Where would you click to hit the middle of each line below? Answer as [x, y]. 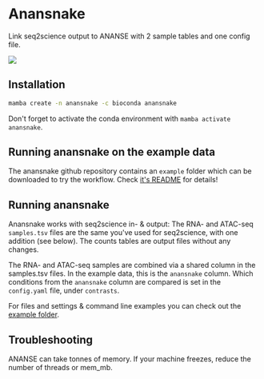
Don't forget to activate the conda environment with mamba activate [120, 118]
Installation [37, 85]
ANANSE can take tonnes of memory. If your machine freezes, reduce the [130, 359]
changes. [24, 249]
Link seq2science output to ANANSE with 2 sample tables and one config [129, 36]
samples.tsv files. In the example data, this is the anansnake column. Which [131, 273]
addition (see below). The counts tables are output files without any [120, 241]
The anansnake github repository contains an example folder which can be [130, 171]
